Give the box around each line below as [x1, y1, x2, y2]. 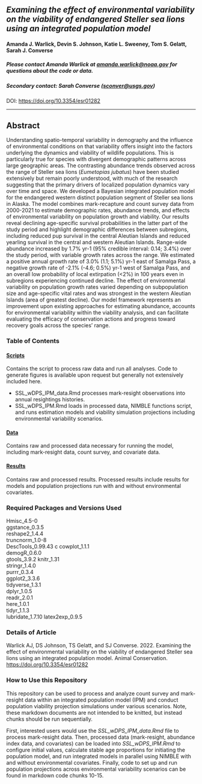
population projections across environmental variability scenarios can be [6, 765, 186, 773]
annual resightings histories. [14, 396, 85, 403]
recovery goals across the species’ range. [6, 322, 110, 329]
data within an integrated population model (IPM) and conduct [25, 696, 179, 703]
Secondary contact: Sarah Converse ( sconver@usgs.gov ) [6, 82, 155, 89]
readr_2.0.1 [6, 594, 33, 601]
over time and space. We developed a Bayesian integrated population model [6, 188, 195, 195]
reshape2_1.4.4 [6, 529, 44, 537]
